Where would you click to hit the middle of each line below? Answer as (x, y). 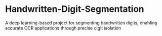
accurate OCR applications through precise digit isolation (63, 28)
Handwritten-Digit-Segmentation (75, 9)
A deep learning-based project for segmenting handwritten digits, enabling (81, 23)
